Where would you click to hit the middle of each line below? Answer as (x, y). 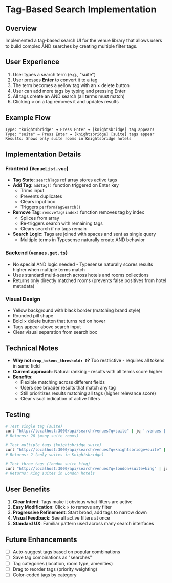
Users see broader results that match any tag (68, 387)
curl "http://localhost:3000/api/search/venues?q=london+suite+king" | (83, 469)
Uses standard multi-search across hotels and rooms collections (81, 275)
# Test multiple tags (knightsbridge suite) (53, 445)
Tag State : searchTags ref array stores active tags (65, 180)
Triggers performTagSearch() (50, 207)
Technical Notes (32, 348)
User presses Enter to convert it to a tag (55, 80)
